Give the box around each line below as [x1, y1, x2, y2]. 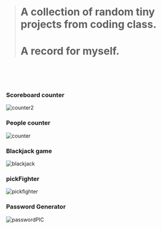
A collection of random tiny [20, 5, 155, 19]
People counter [6, 119, 51, 127]
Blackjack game [6, 146, 53, 155]
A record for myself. [20, 45, 120, 58]
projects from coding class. [20, 18, 157, 31]
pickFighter [6, 175, 40, 183]
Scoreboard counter [6, 91, 65, 99]
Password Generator [6, 203, 66, 211]
